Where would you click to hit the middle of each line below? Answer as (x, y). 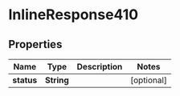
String (57, 80)
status (25, 80)
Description (100, 67)
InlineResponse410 (74, 15)
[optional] (148, 80)
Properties (35, 44)
